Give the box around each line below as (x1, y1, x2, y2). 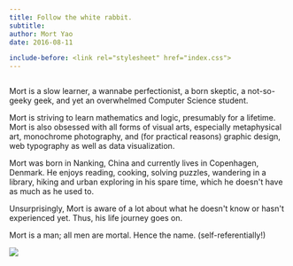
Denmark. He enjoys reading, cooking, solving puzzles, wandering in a (9, 168, 267, 178)
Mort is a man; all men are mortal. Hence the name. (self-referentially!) (9, 230, 266, 240)
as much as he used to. (9, 186, 95, 197)
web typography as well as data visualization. (9, 141, 175, 152)
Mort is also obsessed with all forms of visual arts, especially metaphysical (9, 121, 281, 133)
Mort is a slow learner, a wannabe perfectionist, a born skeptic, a (9, 86, 246, 97)
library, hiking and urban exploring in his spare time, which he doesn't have (9, 176, 283, 187)
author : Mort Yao (9, 29, 73, 38)
